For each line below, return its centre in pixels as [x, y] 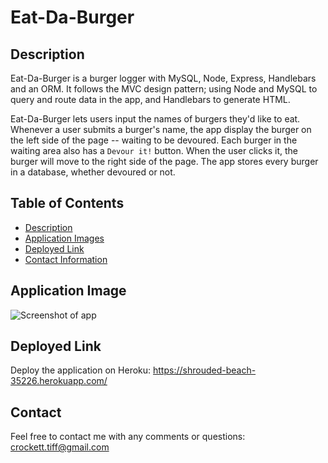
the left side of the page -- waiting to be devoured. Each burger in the [154, 140]
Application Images [64, 238]
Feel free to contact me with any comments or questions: [128, 437]
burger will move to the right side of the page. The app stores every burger [164, 161]
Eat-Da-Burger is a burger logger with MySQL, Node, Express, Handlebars [163, 78]
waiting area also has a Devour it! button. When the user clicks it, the [154, 150]
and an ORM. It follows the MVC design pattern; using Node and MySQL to [164, 89]
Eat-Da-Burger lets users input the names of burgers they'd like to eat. [155, 119]
